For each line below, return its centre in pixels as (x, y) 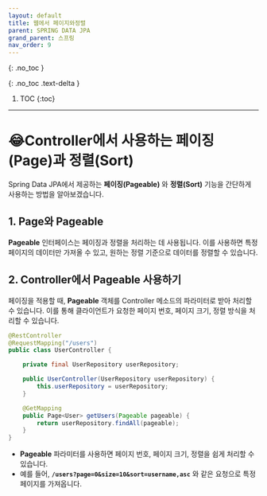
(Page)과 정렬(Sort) (71, 161)
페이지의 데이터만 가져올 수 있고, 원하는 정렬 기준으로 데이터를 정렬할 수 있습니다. (133, 252)
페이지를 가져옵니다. (50, 484)
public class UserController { (60, 350)
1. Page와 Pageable (56, 222)
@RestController (35, 335)
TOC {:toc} (37, 99)
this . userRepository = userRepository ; (103, 387)
